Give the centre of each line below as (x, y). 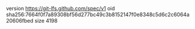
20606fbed (20, 21)
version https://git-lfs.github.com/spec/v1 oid (61, 8)
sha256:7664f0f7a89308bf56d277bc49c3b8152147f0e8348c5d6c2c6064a (98, 14)
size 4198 (46, 21)
